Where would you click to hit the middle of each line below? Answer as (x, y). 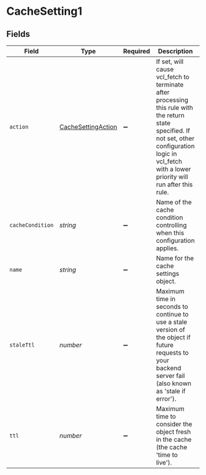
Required (136, 51)
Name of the (174, 202)
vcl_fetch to (173, 77)
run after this (174, 184)
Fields (18, 34)
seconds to (172, 307)
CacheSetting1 (44, 11)
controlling (171, 225)
